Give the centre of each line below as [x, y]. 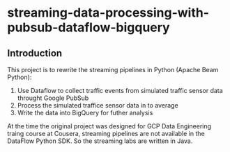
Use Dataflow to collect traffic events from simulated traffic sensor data [120, 91]
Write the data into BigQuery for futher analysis [85, 113]
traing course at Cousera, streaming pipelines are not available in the [106, 134]
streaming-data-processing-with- [108, 13]
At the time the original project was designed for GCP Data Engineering [109, 126]
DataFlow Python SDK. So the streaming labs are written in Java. [100, 141]
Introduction [35, 53]
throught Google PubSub [53, 98]
